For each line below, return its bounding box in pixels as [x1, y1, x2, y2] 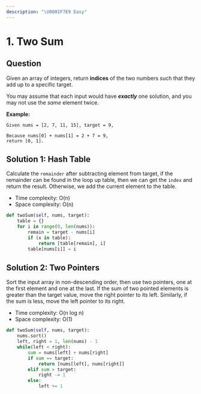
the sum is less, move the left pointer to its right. [6, 298, 125, 305]
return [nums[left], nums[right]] [38, 361, 125, 367]
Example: [6, 111, 31, 118]
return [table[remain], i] [38, 240, 106, 246]
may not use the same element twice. [6, 98, 99, 106]
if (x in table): [28, 235, 71, 241]
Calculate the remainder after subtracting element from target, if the [6, 170, 173, 177]
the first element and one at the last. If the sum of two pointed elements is [6, 285, 189, 292]
